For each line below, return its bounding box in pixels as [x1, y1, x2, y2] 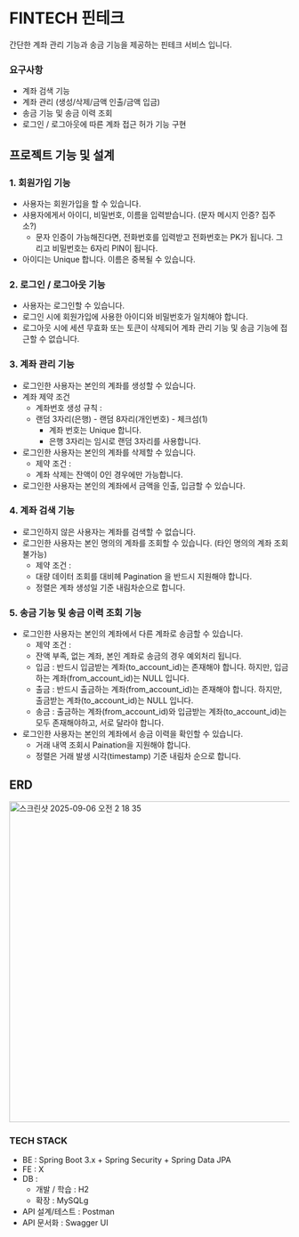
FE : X [21, 1164, 44, 1175]
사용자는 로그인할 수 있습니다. [21, 300, 125, 311]
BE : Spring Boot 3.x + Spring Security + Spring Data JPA [21, 1154, 231, 1166]
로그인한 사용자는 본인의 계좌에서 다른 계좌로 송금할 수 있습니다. [21, 628, 243, 639]
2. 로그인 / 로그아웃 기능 [9, 278, 106, 290]
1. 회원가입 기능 [9, 176, 71, 189]
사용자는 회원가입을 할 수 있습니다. [21, 198, 141, 209]
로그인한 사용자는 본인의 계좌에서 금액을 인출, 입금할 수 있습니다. [21, 480, 246, 490]
